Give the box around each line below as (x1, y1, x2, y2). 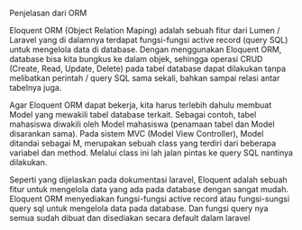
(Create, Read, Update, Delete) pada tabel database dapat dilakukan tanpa (9, 63, 287, 74)
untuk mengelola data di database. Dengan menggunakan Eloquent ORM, (9, 44, 282, 55)
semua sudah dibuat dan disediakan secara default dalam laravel (9, 213, 251, 223)
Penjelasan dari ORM (9, 8, 87, 18)
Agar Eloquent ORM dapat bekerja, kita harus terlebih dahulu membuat (9, 100, 272, 111)
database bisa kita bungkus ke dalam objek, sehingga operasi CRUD (9, 54, 263, 64)
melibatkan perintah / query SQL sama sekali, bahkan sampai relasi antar (9, 73, 280, 84)
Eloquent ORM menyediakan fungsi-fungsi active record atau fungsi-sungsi (9, 193, 290, 204)
